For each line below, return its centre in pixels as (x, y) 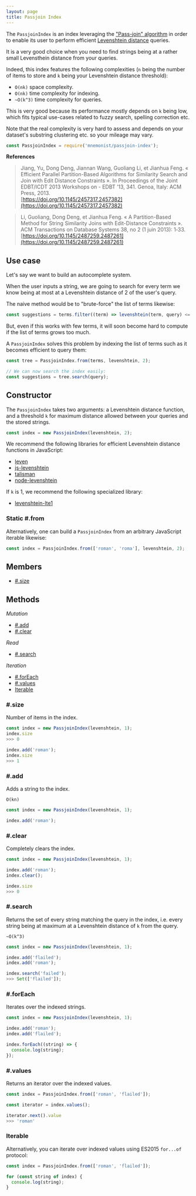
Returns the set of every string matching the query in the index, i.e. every (94, 919)
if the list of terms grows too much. (48, 332)
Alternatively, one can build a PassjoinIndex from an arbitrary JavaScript (94, 531)
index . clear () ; (25, 875)
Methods (23, 599)
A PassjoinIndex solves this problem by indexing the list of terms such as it (97, 344)
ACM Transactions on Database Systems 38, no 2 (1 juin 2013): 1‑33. (103, 230)
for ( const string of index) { (44, 1177)
